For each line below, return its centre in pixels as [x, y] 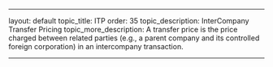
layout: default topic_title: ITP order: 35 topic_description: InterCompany [129, 21]
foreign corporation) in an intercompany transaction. [96, 46]
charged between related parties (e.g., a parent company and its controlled [134, 38]
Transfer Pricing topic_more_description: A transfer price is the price [123, 29]
